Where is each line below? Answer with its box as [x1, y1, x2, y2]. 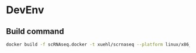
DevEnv [6, 3, 45, 17]
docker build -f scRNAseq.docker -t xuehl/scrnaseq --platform [6, 41, 163, 47]
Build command [6, 26, 64, 36]
